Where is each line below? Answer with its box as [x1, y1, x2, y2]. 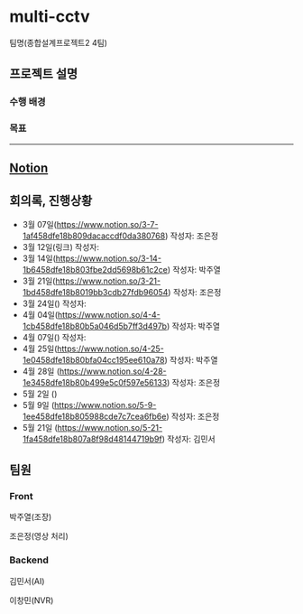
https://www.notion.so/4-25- [57, 343, 164, 354]
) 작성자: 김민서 [161, 433, 216, 444]
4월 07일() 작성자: [22, 331, 87, 342]
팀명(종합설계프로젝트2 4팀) [9, 37, 108, 48]
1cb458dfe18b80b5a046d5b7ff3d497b [22, 321, 168, 331]
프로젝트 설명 [9, 66, 78, 82]
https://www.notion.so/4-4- [57, 309, 161, 320]
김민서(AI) [9, 575, 45, 586]
